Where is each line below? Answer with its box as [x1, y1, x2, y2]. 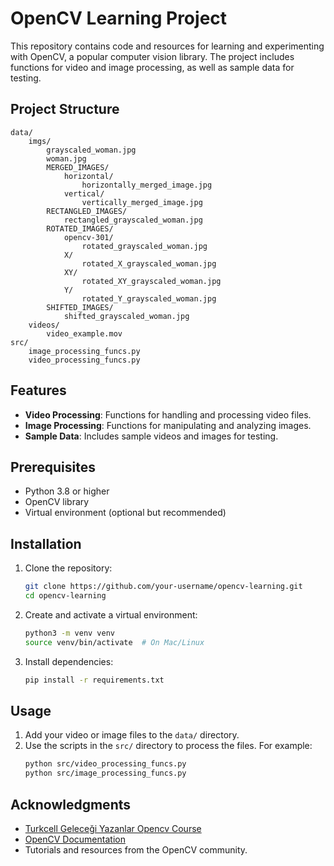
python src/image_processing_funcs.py [24, 768, 187, 779]
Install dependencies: [24, 655, 114, 667]
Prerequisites [10, 458, 96, 476]
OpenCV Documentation [24, 833, 126, 845]
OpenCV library [24, 496, 90, 508]
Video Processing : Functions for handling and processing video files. [24, 408, 312, 421]
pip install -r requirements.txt [24, 675, 165, 685]
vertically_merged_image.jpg [81, 197, 203, 207]
